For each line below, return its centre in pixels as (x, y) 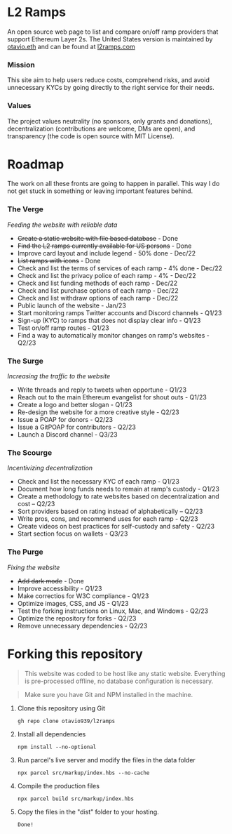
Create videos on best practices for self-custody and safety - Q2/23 (116, 527)
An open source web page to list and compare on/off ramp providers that (113, 32)
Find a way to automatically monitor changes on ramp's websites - (114, 335)
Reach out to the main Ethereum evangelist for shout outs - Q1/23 (112, 397)
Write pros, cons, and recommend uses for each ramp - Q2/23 (108, 519)
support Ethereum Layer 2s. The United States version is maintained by (110, 39)
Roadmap (36, 164)
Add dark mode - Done (50, 581)
